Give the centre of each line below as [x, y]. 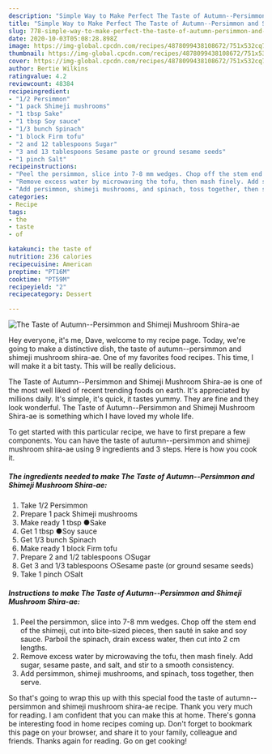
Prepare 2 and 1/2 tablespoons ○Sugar [85, 557]
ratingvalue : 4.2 [38, 76]
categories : [28, 197]
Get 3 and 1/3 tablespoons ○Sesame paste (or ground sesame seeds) [137, 566]
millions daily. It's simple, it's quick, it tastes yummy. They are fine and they [134, 399]
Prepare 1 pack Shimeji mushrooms [79, 514]
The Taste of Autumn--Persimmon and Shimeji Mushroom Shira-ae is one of [136, 382]
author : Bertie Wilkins [49, 69]
